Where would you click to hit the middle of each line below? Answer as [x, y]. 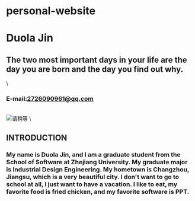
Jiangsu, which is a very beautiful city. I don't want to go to [93, 177]
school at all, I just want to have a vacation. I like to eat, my [92, 184]
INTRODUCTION [37, 138]
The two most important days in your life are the [97, 60]
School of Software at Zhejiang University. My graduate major [97, 162]
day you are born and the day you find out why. [95, 69]
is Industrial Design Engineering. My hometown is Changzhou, [98, 169]
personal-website [51, 11]
